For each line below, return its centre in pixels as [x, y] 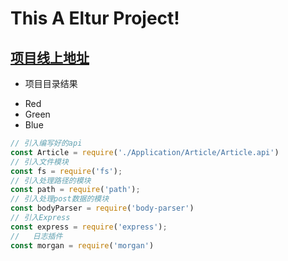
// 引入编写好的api [46, 143]
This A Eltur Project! [95, 18]
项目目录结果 [51, 83]
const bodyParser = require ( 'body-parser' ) [102, 208]
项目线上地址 [50, 57]
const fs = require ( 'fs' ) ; [66, 171]
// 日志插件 [36, 236]
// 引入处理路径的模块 [51, 180]
